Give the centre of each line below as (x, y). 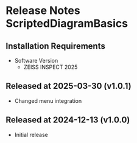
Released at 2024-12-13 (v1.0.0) (68, 120)
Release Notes (43, 11)
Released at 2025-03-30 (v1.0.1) (68, 86)
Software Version (36, 61)
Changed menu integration (48, 100)
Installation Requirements (56, 46)
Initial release (31, 134)
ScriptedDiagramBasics (67, 23)
